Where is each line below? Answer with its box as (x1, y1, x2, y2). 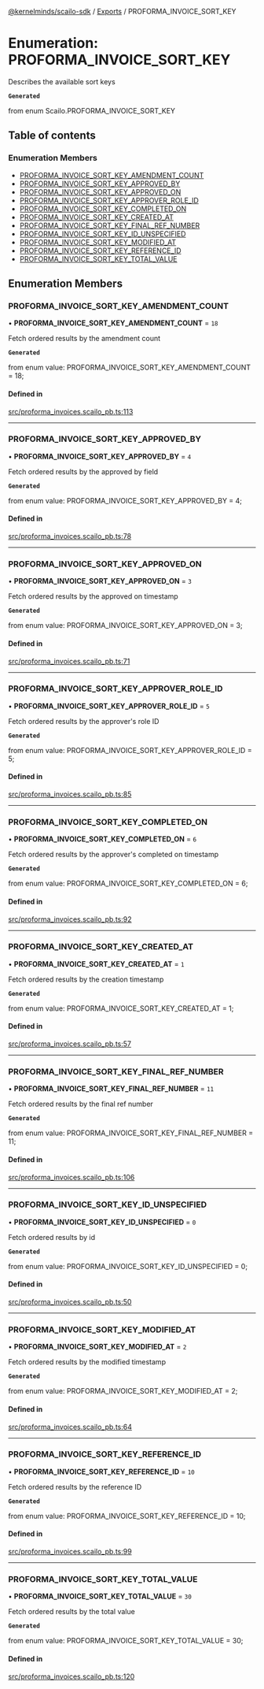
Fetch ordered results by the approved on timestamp (8, 592, 178, 601)
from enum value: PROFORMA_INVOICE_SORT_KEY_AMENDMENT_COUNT (8, 362, 251, 373)
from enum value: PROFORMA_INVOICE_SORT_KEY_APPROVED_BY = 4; (8, 496, 242, 505)
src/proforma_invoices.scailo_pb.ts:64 (8, 1422, 132, 1431)
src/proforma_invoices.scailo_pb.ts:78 (8, 532, 132, 541)
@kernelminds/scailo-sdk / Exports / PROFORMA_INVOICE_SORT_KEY (8, 7, 237, 16)
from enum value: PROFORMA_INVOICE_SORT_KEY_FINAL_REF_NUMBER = (8, 1128, 254, 1138)
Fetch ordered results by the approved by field (8, 466, 159, 476)
